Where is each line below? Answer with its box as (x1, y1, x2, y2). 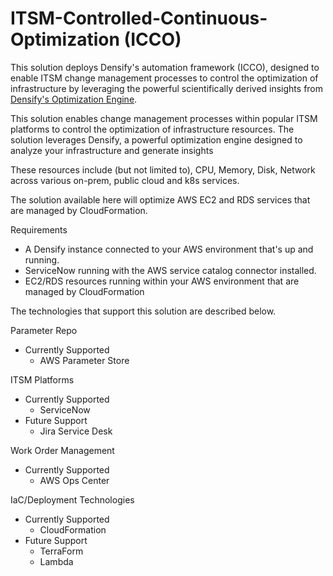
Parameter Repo (10, 324, 78, 336)
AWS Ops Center (39, 474, 110, 486)
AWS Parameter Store (39, 354, 130, 366)
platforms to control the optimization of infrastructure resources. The (10, 123, 295, 135)
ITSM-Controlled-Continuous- (10, 7, 268, 30)
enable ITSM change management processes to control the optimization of (10, 72, 319, 84)
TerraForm (39, 545, 84, 557)
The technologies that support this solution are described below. (10, 305, 277, 317)
